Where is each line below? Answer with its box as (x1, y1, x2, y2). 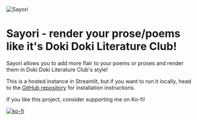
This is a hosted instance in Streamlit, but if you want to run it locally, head (6, 77, 192, 84)
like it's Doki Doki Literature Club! (6, 40, 177, 54)
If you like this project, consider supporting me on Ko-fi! (6, 95, 146, 103)
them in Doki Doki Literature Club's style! (6, 66, 108, 73)
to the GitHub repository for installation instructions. (6, 84, 135, 91)
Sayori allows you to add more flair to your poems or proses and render (6, 59, 184, 66)
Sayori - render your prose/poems (6, 27, 181, 40)
